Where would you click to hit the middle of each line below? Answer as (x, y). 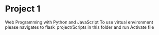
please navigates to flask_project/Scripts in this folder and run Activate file (79, 27)
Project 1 (23, 9)
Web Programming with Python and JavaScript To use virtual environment (79, 22)
